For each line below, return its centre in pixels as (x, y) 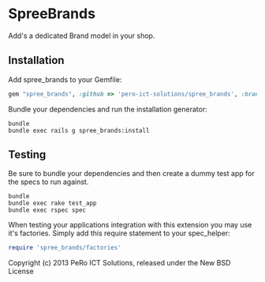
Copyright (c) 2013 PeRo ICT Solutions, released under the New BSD (119, 263)
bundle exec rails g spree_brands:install (79, 130)
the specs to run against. (49, 182)
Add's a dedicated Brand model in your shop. (82, 36)
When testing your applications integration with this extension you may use (130, 225)
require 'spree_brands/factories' (65, 248)
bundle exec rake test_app (52, 203)
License (21, 271)
